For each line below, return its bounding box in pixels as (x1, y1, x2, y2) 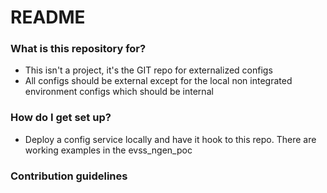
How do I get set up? (10, 111, 112, 125)
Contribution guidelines (10, 169, 128, 183)
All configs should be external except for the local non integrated (24, 75, 293, 87)
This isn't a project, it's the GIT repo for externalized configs (24, 64, 273, 76)
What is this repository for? (10, 42, 147, 56)
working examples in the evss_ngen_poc (24, 144, 193, 156)
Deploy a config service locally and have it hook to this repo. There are (24, 133, 317, 145)
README (10, 6, 86, 29)
